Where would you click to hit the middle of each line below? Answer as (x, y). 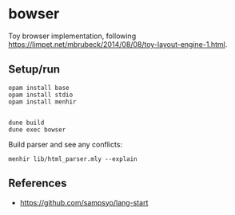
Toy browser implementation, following (72, 36)
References (38, 184)
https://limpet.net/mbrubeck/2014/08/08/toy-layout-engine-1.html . (118, 44)
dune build (26, 123)
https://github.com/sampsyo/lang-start (84, 202)
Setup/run (34, 70)
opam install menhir (43, 102)
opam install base (39, 88)
